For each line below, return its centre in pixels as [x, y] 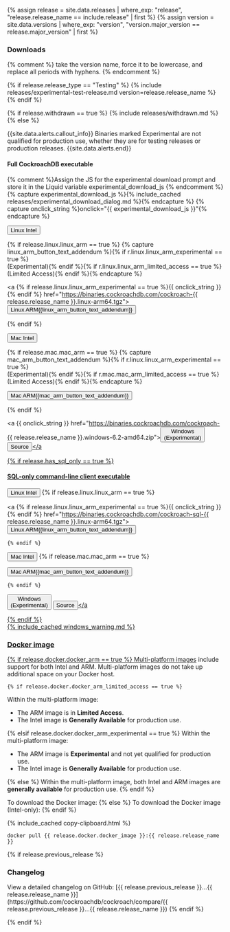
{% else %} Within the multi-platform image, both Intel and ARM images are [114, 782]
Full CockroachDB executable [50, 164]
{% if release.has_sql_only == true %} [61, 461]
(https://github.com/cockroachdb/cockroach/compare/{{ [88, 902]
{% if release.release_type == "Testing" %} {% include [84, 85]
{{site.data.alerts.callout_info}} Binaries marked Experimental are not [104, 134]
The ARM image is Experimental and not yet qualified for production [114, 754]
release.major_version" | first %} [53, 32]
